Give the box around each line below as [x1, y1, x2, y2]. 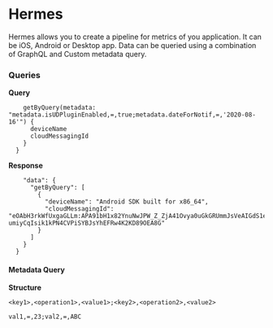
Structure [8, 282, 42, 293]
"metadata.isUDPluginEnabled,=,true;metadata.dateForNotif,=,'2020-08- [8, 111, 256, 119]
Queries [8, 69, 41, 81]
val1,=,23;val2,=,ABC [8, 313, 82, 321]
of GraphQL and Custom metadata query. [8, 49, 147, 59]
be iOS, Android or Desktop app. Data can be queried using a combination [8, 40, 257, 50]
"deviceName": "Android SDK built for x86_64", [44, 198, 209, 206]
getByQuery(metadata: [23, 103, 96, 112]
